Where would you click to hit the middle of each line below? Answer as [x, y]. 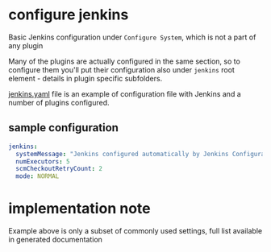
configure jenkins [69, 15]
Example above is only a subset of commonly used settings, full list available [135, 231]
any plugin [26, 45]
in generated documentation [56, 240]
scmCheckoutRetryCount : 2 [59, 169]
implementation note [79, 209]
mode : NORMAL [38, 176]
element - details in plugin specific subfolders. [85, 78]
